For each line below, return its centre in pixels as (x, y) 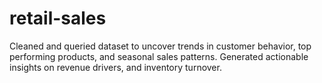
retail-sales (58, 18)
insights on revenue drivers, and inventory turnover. (115, 67)
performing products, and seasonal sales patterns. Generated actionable (159, 56)
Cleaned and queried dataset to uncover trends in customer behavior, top (160, 46)
